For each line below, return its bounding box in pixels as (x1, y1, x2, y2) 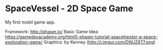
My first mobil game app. (5, 19, 56, 25)
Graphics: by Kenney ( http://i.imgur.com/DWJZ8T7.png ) (43, 39, 156, 45)
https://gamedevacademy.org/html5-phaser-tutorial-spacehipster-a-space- (5, 34, 158, 40)
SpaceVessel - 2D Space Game (5, 3, 134, 14)
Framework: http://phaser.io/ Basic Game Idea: (5, 28, 99, 34)
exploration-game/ (5, 39, 43, 45)
